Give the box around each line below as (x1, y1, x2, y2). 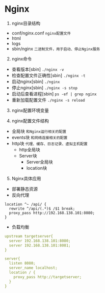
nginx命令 (11, 55, 32, 62)
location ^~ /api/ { (4, 202, 47, 207)
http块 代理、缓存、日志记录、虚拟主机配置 (11, 140, 88, 146)
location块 (26, 165, 47, 171)
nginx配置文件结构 (11, 118, 49, 124)
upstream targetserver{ (4, 234, 53, 239)
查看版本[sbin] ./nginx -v (11, 66, 64, 72)
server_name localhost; (9, 266, 57, 270)
